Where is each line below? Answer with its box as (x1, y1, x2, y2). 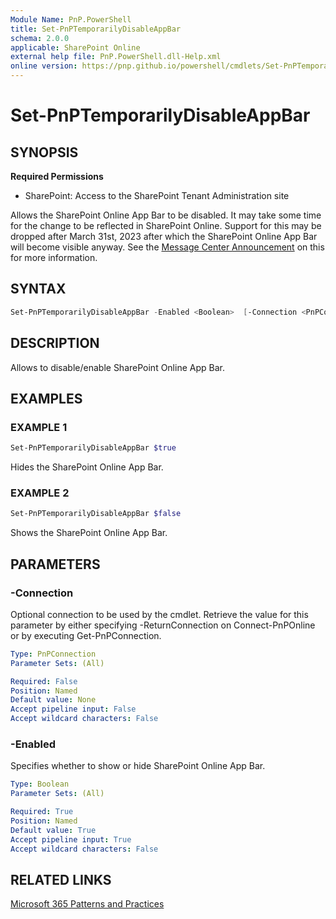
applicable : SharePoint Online (10, 42, 141, 53)
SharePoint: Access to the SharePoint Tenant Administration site (24, 190, 290, 201)
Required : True (10, 807, 74, 817)
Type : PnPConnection (10, 649, 97, 659)
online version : (10, 61, 78, 71)
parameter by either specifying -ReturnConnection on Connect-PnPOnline (10, 619, 316, 631)
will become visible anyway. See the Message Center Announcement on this (10, 241, 325, 253)
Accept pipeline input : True (10, 834, 132, 845)
